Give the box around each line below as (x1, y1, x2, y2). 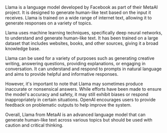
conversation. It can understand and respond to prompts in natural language (5, 66, 162, 72)
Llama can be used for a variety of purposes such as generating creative (5, 55, 155, 61)
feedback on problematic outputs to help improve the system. (5, 102, 132, 108)
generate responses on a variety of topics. (5, 20, 92, 26)
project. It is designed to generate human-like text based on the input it (5, 9, 151, 15)
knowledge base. (5, 46, 41, 51)
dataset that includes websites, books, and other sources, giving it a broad (5, 40, 159, 46)
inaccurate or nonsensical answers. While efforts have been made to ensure (5, 86, 162, 92)
